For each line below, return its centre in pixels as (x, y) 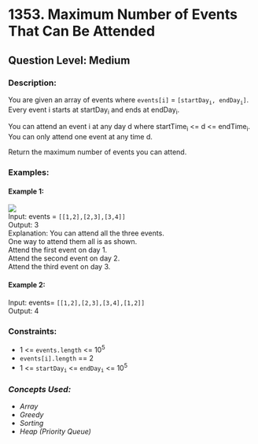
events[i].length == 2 (57, 358)
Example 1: (26, 191)
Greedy (31, 415)
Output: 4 (24, 311)
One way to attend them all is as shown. (73, 242)
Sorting (31, 424)
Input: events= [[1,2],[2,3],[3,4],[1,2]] (77, 302)
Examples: (29, 172)
